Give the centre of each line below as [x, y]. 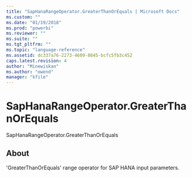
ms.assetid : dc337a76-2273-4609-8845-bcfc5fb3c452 [69, 55]
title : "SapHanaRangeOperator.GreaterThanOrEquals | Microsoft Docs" [93, 11]
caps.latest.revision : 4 [36, 61]
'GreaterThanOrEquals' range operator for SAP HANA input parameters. [93, 168]
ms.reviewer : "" [26, 34]
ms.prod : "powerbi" [30, 28]
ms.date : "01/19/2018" [34, 22]
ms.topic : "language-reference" [46, 50]
